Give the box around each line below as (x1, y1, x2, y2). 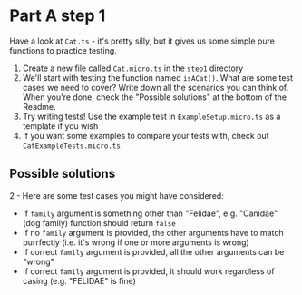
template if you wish (22, 120, 99, 132)
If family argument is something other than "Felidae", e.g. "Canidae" (22, 208, 278, 219)
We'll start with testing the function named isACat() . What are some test (22, 72, 293, 83)
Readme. (22, 101, 56, 112)
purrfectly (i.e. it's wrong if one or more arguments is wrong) (22, 237, 249, 248)
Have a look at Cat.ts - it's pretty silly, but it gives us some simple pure (9, 35, 275, 46)
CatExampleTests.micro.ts (22, 142, 121, 151)
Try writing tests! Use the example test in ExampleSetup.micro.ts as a (22, 111, 281, 122)
